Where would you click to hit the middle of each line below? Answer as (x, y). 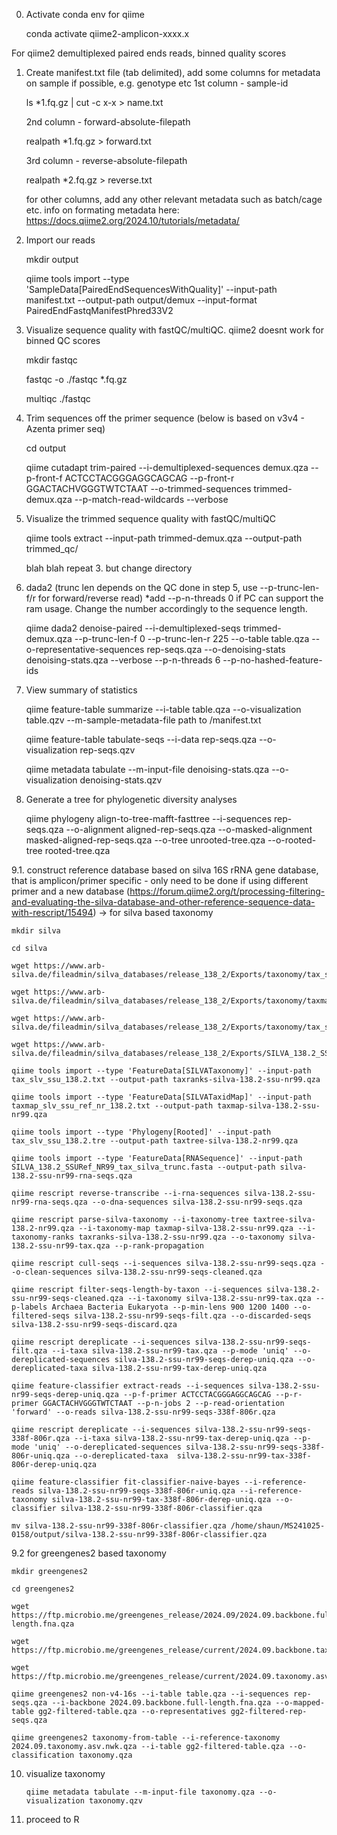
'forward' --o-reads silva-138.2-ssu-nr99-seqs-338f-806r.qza (143, 1412)
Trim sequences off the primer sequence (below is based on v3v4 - (165, 418)
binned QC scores (63, 340)
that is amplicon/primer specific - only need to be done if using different (160, 880)
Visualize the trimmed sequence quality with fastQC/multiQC (150, 518)
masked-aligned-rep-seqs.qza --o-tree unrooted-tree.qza (145, 840)
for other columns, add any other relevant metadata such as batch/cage (174, 199)
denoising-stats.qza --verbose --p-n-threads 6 (123, 660)
